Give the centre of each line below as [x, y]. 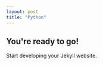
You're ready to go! [43, 41]
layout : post [22, 12]
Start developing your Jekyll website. [51, 56]
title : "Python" [26, 17]
